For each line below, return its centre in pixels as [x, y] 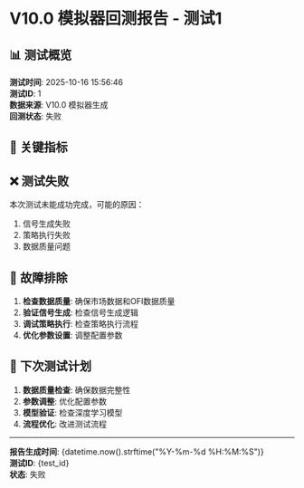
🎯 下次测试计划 [51, 366]
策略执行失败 [46, 235]
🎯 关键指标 [38, 147]
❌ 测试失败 [39, 181]
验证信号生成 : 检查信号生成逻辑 [80, 312]
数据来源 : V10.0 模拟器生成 [59, 105]
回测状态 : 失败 [35, 116]
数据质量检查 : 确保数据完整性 [76, 389]
